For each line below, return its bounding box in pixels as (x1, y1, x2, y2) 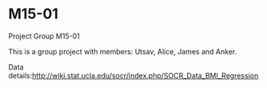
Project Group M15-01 (8, 31, 80, 41)
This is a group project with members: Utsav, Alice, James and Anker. (8, 46, 237, 56)
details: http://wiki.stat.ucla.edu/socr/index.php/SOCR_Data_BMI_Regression (8, 70, 259, 80)
